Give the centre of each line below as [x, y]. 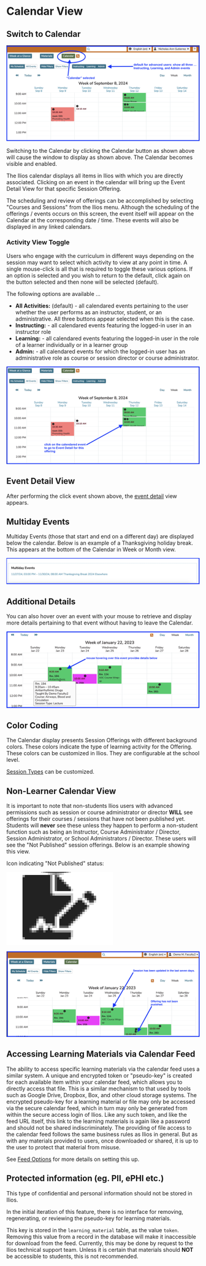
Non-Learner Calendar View [61, 791]
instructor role [33, 332]
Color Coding [32, 725]
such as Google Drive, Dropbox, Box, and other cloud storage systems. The [102, 1095]
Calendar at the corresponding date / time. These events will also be [93, 220]
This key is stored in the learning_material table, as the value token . [93, 1230]
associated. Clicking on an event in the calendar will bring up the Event [96, 182]
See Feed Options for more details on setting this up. [73, 1159]
